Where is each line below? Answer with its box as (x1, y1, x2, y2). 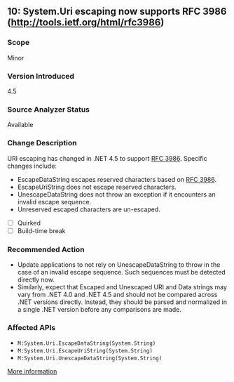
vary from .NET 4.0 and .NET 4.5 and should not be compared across (17, 291, 218, 298)
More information (7, 367, 57, 376)
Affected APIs (7, 322, 56, 332)
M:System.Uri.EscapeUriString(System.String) (17, 348, 153, 355)
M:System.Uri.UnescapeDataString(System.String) (17, 355, 163, 362)
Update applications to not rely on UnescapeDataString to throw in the (17, 261, 221, 269)
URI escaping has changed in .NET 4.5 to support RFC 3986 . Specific (7, 154, 208, 162)
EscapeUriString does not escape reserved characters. (17, 183, 177, 191)
